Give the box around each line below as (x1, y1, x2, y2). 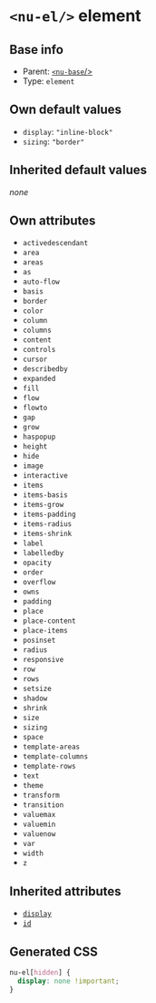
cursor (22, 355, 48, 365)
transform (22, 791, 61, 801)
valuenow (22, 830, 56, 839)
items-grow (22, 501, 64, 510)
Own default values (9, 102, 122, 118)
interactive (22, 471, 68, 481)
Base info (9, 42, 63, 57)
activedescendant (22, 239, 89, 248)
